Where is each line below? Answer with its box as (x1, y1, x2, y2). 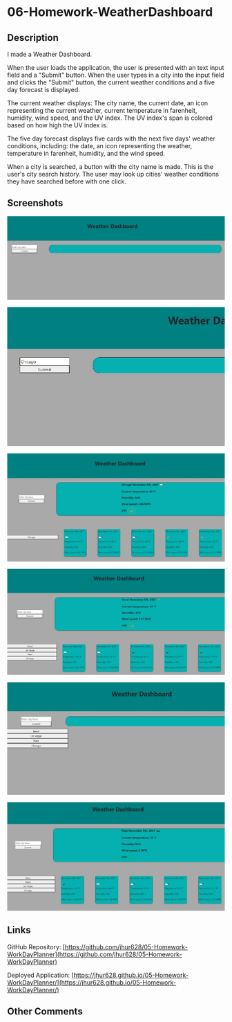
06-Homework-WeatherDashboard (7, 4, 213, 20)
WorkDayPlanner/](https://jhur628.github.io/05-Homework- (7, 978, 177, 987)
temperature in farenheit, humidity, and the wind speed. (7, 150, 166, 157)
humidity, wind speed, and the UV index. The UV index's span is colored (7, 114, 213, 122)
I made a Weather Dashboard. (7, 50, 93, 58)
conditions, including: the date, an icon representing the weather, (7, 142, 193, 150)
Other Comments (7, 1005, 83, 1018)
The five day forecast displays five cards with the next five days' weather (7, 134, 216, 143)
